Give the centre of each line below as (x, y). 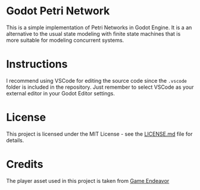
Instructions (37, 64)
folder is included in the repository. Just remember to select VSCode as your (100, 87)
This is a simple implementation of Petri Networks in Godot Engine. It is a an (99, 27)
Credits (25, 164)
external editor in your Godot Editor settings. (60, 93)
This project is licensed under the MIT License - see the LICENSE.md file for (99, 134)
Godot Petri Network (58, 11)
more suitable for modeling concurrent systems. (65, 40)
